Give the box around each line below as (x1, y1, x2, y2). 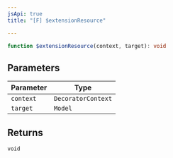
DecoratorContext (53, 95, 112, 103)
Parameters (7, 61, 60, 74)
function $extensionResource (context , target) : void (7, 42, 167, 49)
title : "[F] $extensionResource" (7, 17, 106, 24)
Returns (7, 126, 44, 138)
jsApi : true (7, 10, 43, 18)
